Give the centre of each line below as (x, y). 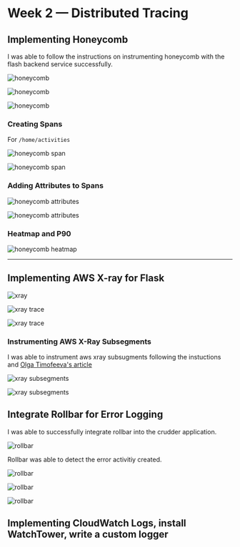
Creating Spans (35, 124)
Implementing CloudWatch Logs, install (97, 523)
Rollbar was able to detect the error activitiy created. (85, 459)
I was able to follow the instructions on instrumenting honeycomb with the (116, 56)
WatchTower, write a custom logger (88, 535)
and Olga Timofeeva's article (50, 364)
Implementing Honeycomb (68, 40)
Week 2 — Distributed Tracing (98, 13)
